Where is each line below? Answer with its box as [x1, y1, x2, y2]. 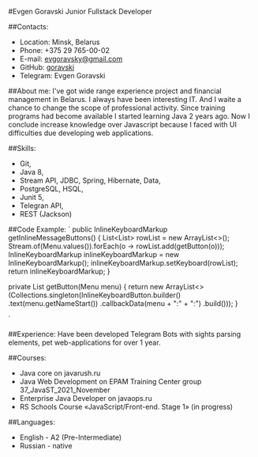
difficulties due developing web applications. [8, 128, 154, 138]
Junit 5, [19, 193, 45, 202]
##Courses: [8, 353, 47, 362]
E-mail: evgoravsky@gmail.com [19, 55, 123, 63]
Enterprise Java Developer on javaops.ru [19, 394, 152, 402]
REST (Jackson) [19, 210, 73, 218]
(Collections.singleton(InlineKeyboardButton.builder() [8, 290, 181, 300]
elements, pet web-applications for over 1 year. [8, 338, 161, 347]
